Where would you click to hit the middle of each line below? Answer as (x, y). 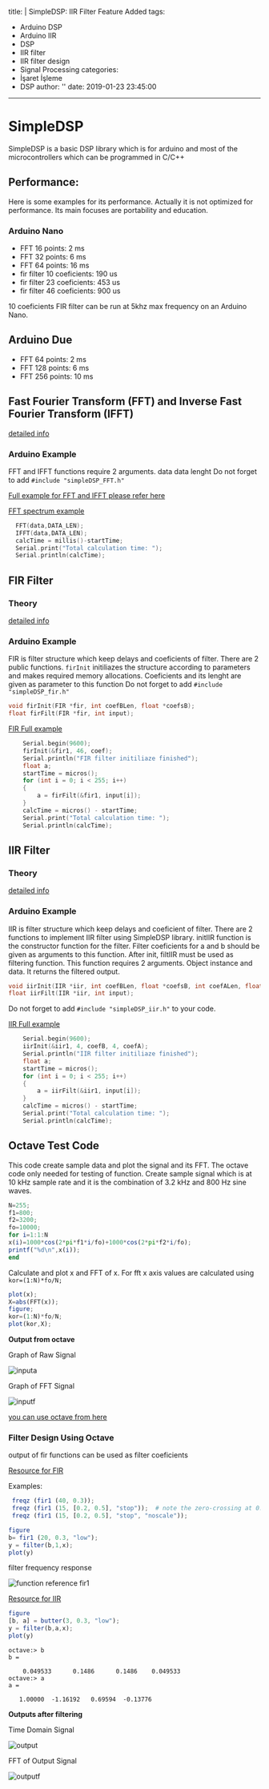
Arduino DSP (41, 27)
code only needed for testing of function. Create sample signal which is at (130, 1173)
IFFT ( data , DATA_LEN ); (52, 533)
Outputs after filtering (45, 1714)
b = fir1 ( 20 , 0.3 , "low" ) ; (53, 1538)
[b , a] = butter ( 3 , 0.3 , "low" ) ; (64, 1621)
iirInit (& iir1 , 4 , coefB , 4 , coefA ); (86, 1047)
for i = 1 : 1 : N (28, 1235)
